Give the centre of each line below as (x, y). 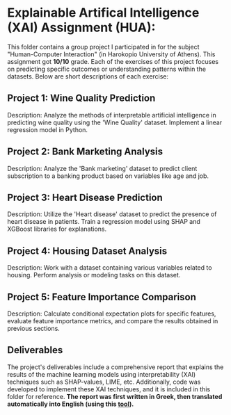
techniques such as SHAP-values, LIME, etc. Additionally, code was (104, 382)
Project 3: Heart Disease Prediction (85, 197)
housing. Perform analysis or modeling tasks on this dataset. (94, 275)
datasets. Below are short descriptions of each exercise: (88, 76)
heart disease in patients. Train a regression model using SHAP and (104, 222)
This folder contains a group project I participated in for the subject (103, 47)
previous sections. (34, 328)
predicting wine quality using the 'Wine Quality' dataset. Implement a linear (115, 122)
